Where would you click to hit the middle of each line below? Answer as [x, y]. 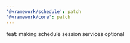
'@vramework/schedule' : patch [44, 11]
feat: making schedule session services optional [65, 34]
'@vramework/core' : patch [38, 17]
